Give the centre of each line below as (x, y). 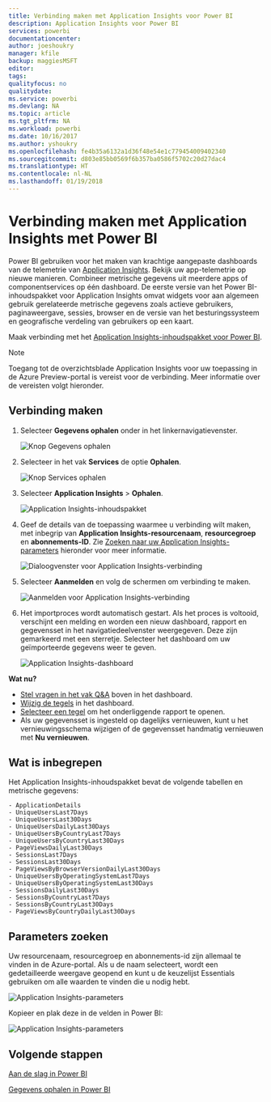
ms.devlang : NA (34, 106)
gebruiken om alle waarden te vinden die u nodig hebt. (99, 982)
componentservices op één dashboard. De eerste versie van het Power (127, 286)
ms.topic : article (39, 114)
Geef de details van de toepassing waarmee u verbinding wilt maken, (135, 524)
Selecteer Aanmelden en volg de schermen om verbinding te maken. (135, 581)
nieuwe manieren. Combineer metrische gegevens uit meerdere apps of (128, 278)
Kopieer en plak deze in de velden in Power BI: (86, 1013)
